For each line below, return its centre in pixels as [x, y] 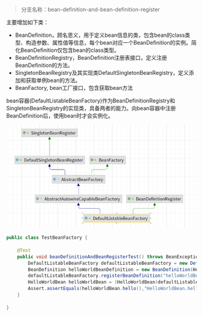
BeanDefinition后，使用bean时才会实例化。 [60, 116]
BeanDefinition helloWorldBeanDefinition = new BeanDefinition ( [111, 270]
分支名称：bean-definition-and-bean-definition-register [90, 9]
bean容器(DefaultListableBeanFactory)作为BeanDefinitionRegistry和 [91, 101]
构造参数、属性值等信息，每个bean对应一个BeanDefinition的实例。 [108, 43]
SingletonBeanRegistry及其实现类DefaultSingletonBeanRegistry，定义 [102, 73]
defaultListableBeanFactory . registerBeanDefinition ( [96, 276]
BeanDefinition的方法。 [44, 65]
